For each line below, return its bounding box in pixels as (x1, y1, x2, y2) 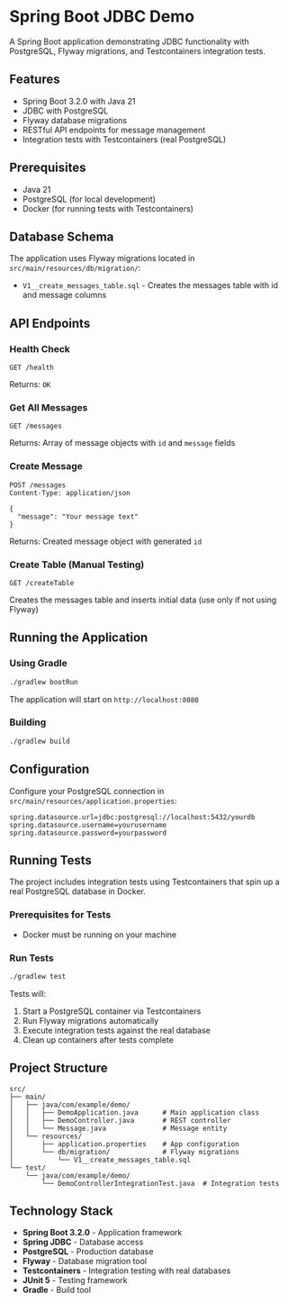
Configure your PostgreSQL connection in (9, 785, 165, 796)
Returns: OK (9, 379, 51, 390)
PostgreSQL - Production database (22, 1246, 154, 1257)
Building (9, 716, 47, 728)
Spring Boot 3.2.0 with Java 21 (22, 95, 136, 106)
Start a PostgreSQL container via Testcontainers (22, 1006, 202, 1017)
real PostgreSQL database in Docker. (9, 886, 147, 897)
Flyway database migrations (22, 114, 128, 125)
